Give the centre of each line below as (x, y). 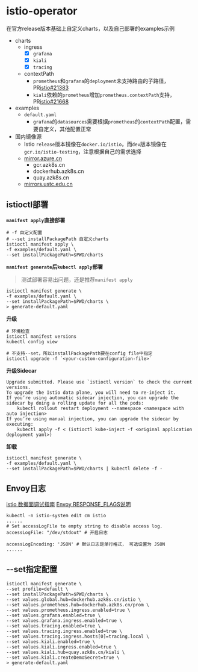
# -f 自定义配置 (24, 232)
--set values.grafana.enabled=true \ (54, 615)
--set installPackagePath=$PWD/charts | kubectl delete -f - (85, 468)
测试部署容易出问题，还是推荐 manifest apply (77, 279)
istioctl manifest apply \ (40, 244)
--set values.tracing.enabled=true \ (54, 626)
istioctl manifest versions (42, 336)
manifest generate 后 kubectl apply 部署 (55, 267)
